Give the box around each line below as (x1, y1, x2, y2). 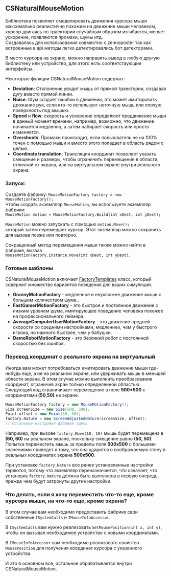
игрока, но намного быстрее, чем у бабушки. (12, 329, 112, 336)
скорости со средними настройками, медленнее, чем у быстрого (12, 324, 157, 330)
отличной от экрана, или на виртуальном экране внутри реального (12, 161, 161, 168)
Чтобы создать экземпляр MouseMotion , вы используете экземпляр (5, 202, 151, 208)
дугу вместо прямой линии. (12, 91, 74, 97)
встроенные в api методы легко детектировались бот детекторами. (5, 45, 154, 51)
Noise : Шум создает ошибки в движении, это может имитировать (12, 96, 157, 102)
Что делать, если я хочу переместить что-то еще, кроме (5, 491, 154, 498)
